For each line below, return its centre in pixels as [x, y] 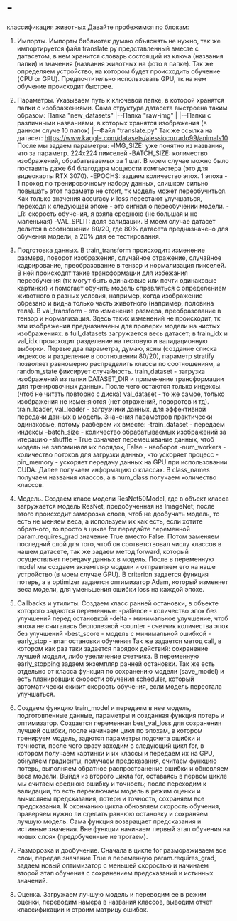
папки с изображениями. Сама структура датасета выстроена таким [122, 108]
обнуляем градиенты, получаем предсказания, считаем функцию [117, 761]
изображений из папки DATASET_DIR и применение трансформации [120, 379]
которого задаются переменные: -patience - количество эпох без [117, 610]
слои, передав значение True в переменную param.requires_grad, [117, 858]
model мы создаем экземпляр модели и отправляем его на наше [116, 566]
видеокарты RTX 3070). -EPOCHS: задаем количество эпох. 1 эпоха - [122, 176]
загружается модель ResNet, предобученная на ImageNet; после [116, 506]
